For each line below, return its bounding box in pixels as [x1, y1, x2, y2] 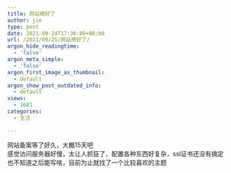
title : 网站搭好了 [7, 10, 56, 18]
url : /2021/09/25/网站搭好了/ [7, 36, 90, 43]
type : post [7, 23, 39, 30]
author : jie [7, 17, 42, 24]
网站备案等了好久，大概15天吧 [7, 141, 93, 149]
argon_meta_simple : [7, 56, 64, 63]
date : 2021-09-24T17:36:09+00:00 [7, 29, 105, 37]
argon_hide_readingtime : [7, 43, 80, 50]
